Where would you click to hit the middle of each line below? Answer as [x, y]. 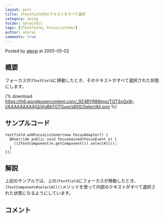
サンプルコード [27, 123]
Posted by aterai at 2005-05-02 [37, 51]
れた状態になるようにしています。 [39, 193]
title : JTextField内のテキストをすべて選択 [45, 14]
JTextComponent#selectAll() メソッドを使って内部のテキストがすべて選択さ [80, 187]
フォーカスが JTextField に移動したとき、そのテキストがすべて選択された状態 [82, 80]
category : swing [22, 19]
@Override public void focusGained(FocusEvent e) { [63, 139]
